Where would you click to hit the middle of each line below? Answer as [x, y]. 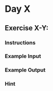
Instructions [20, 43]
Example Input [23, 56]
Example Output [25, 70]
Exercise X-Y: [27, 28]
